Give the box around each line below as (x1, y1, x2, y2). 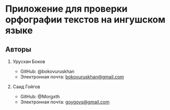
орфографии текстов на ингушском (5, 14, 166, 25)
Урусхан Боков (12, 59, 45, 64)
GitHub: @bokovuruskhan (20, 68, 75, 74)
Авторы (5, 45, 32, 53)
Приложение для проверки (5, 3, 128, 15)
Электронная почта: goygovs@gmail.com (20, 99, 110, 105)
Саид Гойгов (12, 84, 40, 90)
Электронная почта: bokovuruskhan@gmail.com (20, 74, 124, 79)
